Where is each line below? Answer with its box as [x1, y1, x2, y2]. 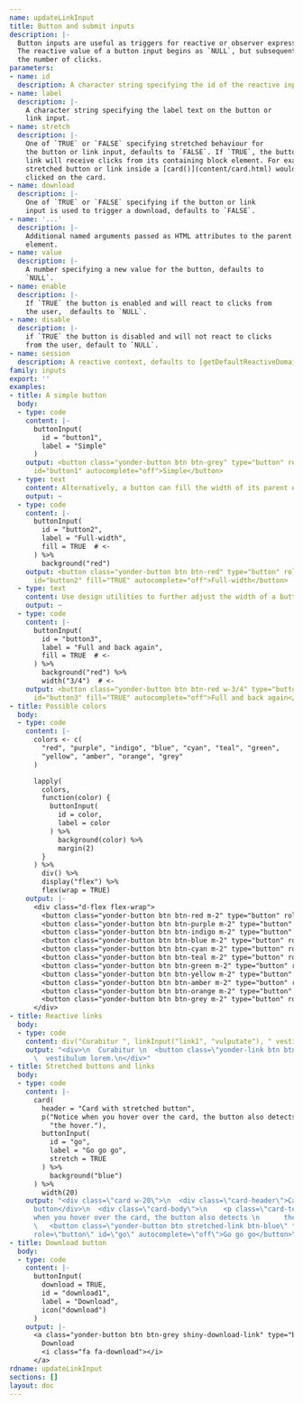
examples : [9, 383, 47, 392]
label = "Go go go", [49, 1146, 127, 1156]
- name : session [9, 349, 70, 358]
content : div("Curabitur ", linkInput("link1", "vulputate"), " [25, 1037, 272, 1046]
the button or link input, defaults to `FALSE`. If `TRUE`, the [25, 147, 272, 156]
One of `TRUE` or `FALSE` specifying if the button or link [25, 198, 256, 208]
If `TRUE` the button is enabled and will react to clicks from [25, 299, 272, 308]
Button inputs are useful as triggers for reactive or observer [17, 38, 264, 48]
